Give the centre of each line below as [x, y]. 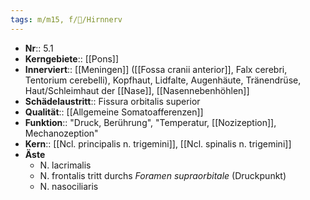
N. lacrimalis [65, 165]
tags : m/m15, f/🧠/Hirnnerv [66, 19]
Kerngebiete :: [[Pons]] [72, 58]
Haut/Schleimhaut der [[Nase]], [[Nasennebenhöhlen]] [137, 90]
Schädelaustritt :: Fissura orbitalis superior [112, 101]
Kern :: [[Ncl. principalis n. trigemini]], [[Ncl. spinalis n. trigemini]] [158, 143]
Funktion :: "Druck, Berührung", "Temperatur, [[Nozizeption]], [150, 122]
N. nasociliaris [69, 186]
